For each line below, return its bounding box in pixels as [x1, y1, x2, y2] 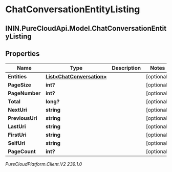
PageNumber [8, 90, 41, 97]
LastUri [8, 123, 26, 130]
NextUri [8, 106, 27, 114]
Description [112, 64, 141, 72]
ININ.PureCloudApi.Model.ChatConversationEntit [5, 24, 167, 33]
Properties [5, 49, 40, 58]
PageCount [8, 148, 36, 155]
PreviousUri [8, 115, 37, 122]
